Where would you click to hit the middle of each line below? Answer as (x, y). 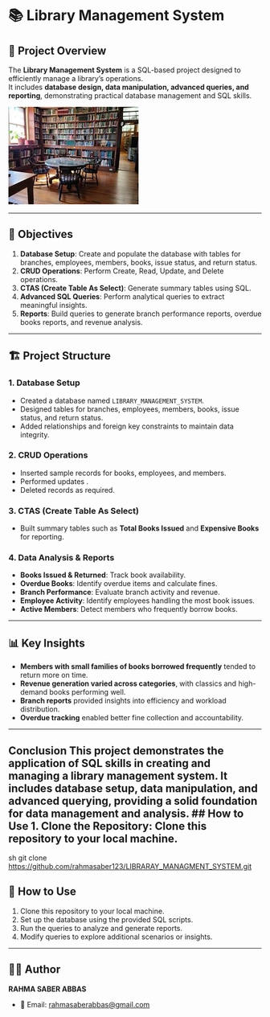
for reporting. (42, 537)
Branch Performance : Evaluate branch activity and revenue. (120, 593)
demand (34, 692)
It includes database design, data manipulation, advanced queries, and (129, 87)
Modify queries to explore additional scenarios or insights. (116, 937)
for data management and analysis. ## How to (126, 813)
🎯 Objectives (41, 234)
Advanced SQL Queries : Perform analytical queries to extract (122, 296)
